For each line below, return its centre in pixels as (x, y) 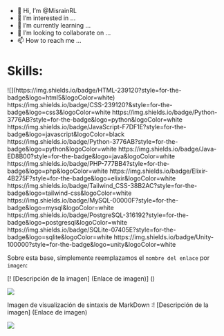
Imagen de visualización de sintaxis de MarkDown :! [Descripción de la (108, 305)
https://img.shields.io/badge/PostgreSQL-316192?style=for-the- (98, 215)
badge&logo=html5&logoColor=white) (61, 97)
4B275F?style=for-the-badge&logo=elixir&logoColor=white (92, 178)
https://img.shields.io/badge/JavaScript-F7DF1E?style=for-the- (97, 127)
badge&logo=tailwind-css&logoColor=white (69, 193)
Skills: (25, 71)
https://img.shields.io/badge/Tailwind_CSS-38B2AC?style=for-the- (102, 185)
